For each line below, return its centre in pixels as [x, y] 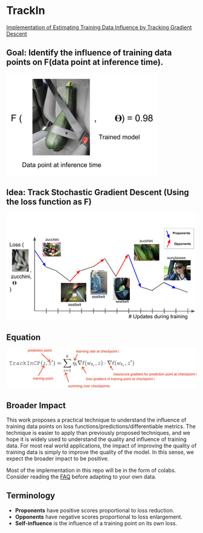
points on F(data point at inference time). [85, 62]
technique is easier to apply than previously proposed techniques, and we [98, 433]
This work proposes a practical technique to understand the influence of [96, 420]
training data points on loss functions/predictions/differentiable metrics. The [101, 426]
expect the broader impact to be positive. [58, 459]
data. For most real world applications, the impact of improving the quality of [101, 446]
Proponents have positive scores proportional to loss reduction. [95, 510]
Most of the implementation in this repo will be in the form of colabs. [91, 471]
